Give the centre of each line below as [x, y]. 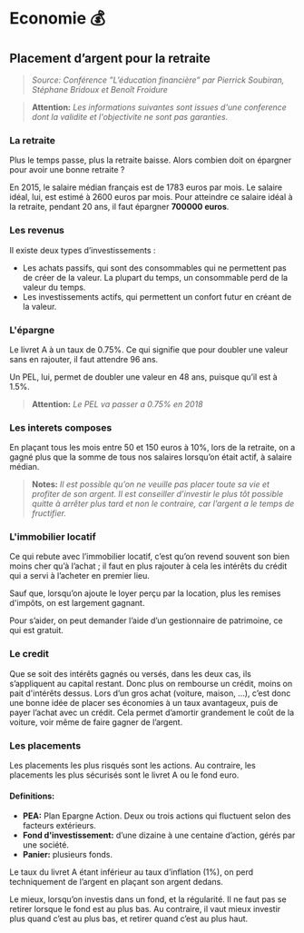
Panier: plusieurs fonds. [68, 855]
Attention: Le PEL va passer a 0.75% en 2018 [117, 404]
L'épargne [32, 330]
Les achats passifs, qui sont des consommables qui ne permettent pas [155, 268]
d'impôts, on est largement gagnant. [77, 603]
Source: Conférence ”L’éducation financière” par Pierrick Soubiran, [158, 80]
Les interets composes [61, 427]
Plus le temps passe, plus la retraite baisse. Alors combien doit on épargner [151, 160]
